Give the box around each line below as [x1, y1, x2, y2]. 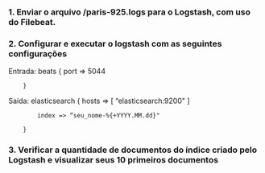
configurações [8, 47, 67, 59]
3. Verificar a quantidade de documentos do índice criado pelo [8, 144, 258, 155]
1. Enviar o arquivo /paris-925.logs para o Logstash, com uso [8, 6, 251, 18]
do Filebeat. [8, 16, 56, 27]
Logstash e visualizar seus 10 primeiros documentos [8, 154, 219, 166]
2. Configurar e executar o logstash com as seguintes [8, 38, 222, 49]
